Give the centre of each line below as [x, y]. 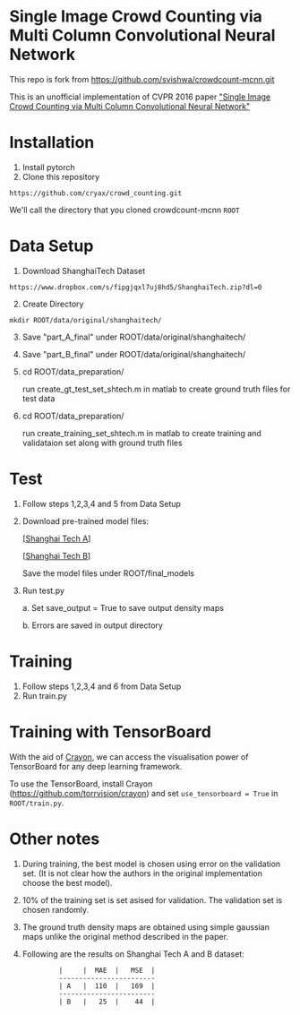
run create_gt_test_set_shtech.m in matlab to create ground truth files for [156, 389]
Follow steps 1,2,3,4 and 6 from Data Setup [102, 686]
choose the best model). [67, 882]
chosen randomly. [56, 909]
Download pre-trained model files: [86, 520]
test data [39, 398]
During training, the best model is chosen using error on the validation [151, 864]
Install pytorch [48, 167]
